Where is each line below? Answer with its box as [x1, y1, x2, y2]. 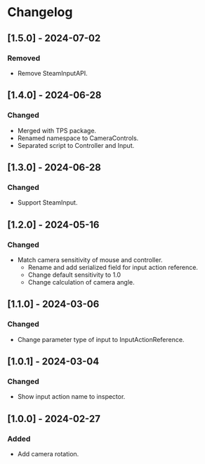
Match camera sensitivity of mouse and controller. [17, 255, 163, 264]
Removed [7, 53, 41, 63]
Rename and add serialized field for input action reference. [27, 263, 199, 271]
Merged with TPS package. [17, 126, 97, 135]
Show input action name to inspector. [17, 393, 126, 401]
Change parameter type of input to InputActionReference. [17, 335, 185, 343]
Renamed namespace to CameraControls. [17, 134, 139, 142]
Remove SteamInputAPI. [17, 69, 88, 77]
